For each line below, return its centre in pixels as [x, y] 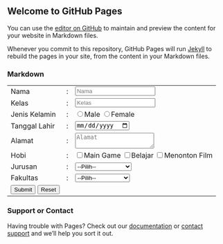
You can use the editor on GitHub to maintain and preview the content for [111, 28]
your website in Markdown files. [53, 35]
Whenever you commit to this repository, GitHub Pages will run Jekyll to [110, 48]
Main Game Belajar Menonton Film [148, 156]
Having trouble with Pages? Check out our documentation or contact [105, 226]
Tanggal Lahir [33, 126]
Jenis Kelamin [34, 115]
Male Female [109, 115]
